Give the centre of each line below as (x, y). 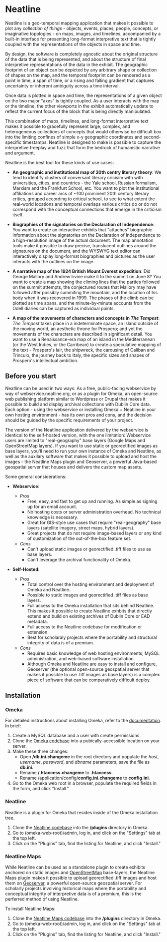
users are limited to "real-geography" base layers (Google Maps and (75, 440)
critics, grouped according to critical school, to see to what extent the (83, 199)
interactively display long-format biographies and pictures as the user (84, 256)
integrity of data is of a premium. (61, 642)
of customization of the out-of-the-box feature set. (79, 538)
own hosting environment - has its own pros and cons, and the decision (79, 415)
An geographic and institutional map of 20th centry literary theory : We (87, 172)
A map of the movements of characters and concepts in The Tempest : (86, 318)
